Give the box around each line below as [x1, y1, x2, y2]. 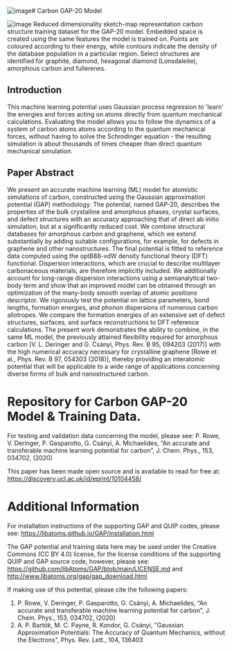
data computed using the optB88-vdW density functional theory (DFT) [7, 252, 208, 260]
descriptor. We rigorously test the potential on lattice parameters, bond [7, 295, 210, 304]
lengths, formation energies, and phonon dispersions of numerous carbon [7, 303, 218, 311]
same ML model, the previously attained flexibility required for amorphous [7, 333, 218, 341]
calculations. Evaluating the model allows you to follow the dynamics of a [7, 117, 216, 125]
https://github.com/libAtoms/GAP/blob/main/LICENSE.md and [7, 564, 184, 573]
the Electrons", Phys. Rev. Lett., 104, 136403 [17, 635, 143, 644]
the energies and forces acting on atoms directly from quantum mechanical [7, 110, 222, 118]
